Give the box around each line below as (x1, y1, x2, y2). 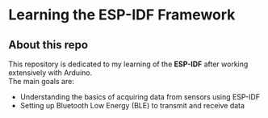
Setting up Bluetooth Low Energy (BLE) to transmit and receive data (19, 101, 245, 110)
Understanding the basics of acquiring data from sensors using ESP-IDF (19, 92, 261, 102)
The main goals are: (8, 77, 74, 86)
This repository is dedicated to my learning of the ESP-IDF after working (8, 59, 249, 69)
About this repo (8, 38, 89, 52)
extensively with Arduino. (8, 68, 93, 78)
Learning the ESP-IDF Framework (8, 6, 236, 24)
